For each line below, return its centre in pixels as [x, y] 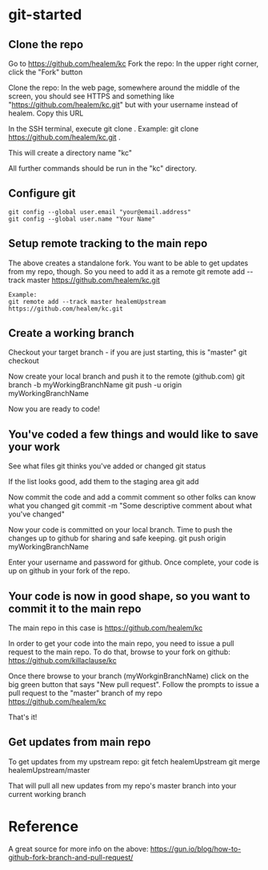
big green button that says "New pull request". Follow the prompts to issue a [134, 685]
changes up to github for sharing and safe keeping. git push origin [117, 538]
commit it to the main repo [75, 608]
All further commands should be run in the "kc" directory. [103, 168]
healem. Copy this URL [46, 113]
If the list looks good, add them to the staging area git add [104, 482]
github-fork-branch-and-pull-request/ [71, 857]
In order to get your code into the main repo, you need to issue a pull [121, 644]
